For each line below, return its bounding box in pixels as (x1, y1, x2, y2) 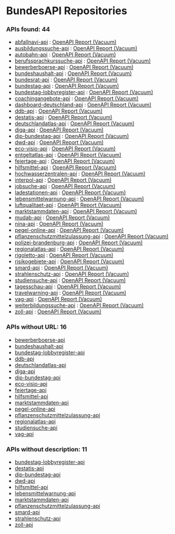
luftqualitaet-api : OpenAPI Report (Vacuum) (14, 202, 122, 209)
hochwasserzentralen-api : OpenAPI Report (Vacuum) (14, 170, 146, 178)
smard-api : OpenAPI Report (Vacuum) (14, 264, 108, 271)
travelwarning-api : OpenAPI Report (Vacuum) (14, 289, 127, 296)
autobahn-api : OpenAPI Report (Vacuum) (14, 51, 116, 58)
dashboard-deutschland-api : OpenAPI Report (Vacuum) (14, 101, 152, 109)
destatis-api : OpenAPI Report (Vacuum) (14, 114, 113, 121)
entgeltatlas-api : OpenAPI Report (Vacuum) (14, 152, 122, 159)
